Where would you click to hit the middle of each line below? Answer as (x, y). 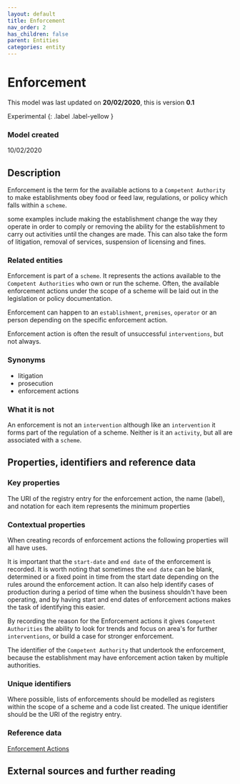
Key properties (34, 483)
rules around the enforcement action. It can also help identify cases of (111, 584)
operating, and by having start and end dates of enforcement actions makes (119, 599)
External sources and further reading (92, 771)
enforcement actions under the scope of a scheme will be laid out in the (113, 291)
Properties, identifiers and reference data (102, 463)
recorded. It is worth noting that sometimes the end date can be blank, (111, 569)
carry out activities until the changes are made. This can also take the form (117, 234)
